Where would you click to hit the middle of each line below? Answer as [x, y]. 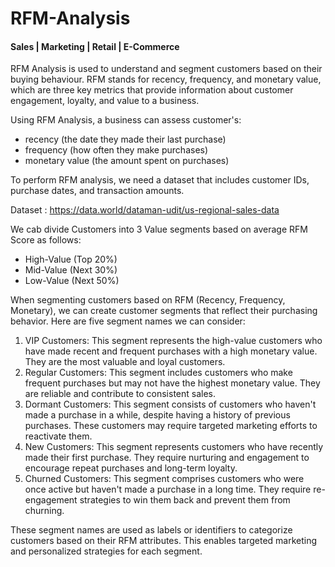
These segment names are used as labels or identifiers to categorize [151, 530]
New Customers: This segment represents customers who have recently [174, 447]
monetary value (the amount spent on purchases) [127, 161]
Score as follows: [46, 240]
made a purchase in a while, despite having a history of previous [157, 415]
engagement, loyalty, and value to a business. [105, 101]
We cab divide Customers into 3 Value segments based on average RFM [159, 229]
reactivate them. [58, 436]
